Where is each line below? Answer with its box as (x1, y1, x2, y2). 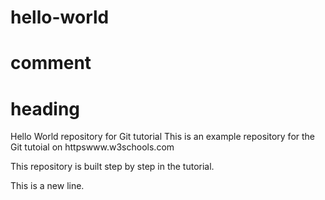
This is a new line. (10, 180, 85, 192)
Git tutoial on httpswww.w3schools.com (10, 141, 175, 153)
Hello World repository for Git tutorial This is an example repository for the (10, 131, 316, 143)
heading (10, 97, 81, 120)
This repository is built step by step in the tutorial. (10, 161, 215, 173)
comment (10, 52, 92, 75)
